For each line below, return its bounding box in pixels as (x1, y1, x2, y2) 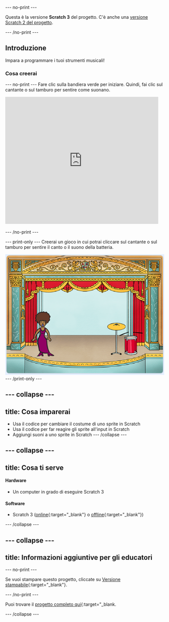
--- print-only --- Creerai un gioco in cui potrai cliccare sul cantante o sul (5, 239, 157, 245)
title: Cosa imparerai (5, 407, 71, 416)
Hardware (5, 477, 27, 483)
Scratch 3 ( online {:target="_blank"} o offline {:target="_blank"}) (12, 512, 144, 518)
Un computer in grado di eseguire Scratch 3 (12, 489, 104, 495)
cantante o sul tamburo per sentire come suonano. (5, 87, 110, 93)
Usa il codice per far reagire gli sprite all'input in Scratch (12, 426, 130, 432)
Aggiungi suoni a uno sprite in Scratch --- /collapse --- (12, 432, 127, 438)
